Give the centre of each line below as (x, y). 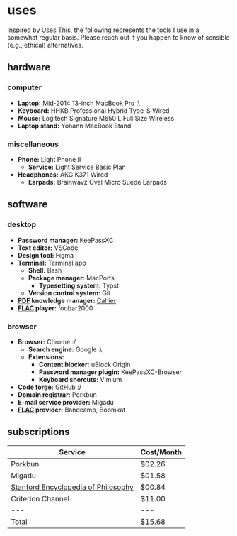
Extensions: (46, 356)
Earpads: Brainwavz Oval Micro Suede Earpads (98, 182)
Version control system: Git (69, 292)
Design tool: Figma (46, 255)
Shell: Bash (45, 270)
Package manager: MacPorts (71, 278)
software (28, 204)
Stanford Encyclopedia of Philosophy (73, 487)
